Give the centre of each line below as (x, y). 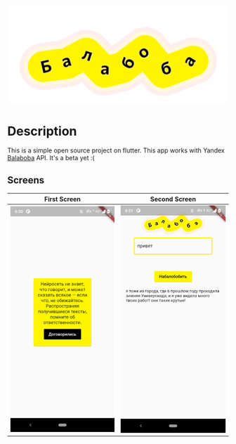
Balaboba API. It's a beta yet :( (51, 158)
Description (42, 131)
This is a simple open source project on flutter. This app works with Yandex (116, 150)
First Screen (63, 199)
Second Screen (173, 199)
